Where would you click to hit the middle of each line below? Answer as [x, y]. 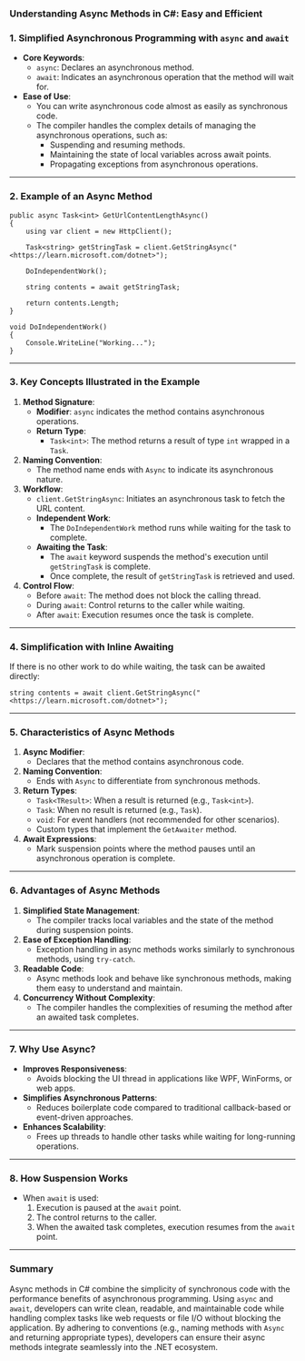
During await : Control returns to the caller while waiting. [140, 604]
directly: [25, 676]
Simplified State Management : [81, 910]
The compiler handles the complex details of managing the [146, 126]
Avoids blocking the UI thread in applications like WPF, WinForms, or [164, 1078]
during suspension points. [84, 929]
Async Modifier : [54, 752]
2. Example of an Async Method [81, 197]
